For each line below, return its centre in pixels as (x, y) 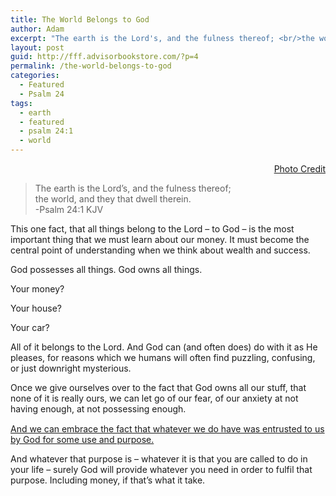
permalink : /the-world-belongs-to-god (91, 66)
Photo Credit (299, 169)
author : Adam (37, 29)
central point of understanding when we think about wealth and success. (160, 250)
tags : (21, 103)
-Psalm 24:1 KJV (69, 209)
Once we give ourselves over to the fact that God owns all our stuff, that (158, 387)
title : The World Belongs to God (80, 19)
